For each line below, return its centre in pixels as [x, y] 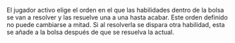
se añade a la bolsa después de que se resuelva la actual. [90, 32]
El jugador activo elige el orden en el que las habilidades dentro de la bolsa [115, 10]
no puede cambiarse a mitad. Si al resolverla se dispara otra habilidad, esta [116, 25]
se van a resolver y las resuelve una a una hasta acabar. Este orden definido [117, 17]
